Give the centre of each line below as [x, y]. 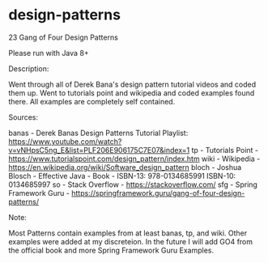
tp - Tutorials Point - [225, 150]
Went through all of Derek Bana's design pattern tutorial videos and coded [132, 84]
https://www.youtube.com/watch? [65, 141]
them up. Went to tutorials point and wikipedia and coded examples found [132, 93]
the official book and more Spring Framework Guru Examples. [111, 250]
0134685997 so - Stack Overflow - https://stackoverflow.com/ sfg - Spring [133, 185]
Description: [29, 68]
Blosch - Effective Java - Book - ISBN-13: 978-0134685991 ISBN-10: [122, 176]
